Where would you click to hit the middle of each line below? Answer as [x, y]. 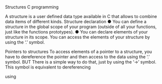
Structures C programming [32, 7]
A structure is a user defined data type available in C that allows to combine [81, 16]
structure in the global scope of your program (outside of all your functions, [81, 27]
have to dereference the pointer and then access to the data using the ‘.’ [77, 57]
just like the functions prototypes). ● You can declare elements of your [76, 32]
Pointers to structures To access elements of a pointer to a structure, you [79, 51]
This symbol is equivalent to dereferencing [48, 67]
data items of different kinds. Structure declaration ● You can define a [76, 22]
